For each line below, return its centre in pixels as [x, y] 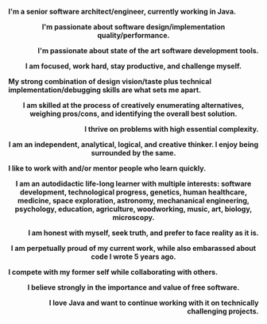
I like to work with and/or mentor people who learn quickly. [107, 168]
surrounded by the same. [133, 153]
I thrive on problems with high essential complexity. [172, 129]
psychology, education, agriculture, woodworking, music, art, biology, [133, 209]
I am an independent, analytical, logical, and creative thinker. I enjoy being [133, 145]
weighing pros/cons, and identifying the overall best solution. [133, 114]
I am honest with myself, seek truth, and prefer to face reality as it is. [143, 233]
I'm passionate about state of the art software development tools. [148, 50]
